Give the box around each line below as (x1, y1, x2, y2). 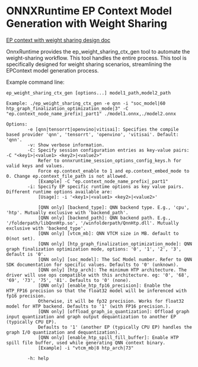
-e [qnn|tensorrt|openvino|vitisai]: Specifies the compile (27, 126, 179, 132)
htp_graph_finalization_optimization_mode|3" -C (6, 105, 129, 111)
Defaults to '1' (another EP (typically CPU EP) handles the (37, 324, 193, 330)
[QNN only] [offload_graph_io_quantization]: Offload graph (37, 308, 190, 315)
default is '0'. (6, 251, 46, 257)
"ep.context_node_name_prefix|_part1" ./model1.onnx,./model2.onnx (6, 111, 177, 117)
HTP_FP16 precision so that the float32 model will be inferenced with (6, 287, 187, 294)
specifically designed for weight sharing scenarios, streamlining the (6, 61, 172, 68)
